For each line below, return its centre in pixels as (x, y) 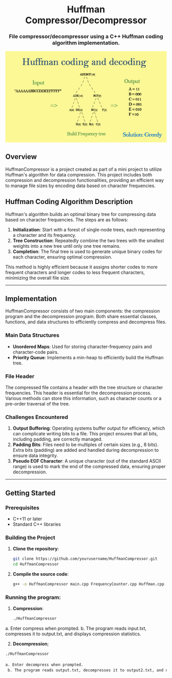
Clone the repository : (36, 549)
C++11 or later (27, 519)
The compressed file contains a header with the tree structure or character (84, 388)
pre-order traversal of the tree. (38, 404)
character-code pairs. (36, 352)
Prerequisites (22, 507)
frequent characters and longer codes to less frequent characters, (75, 272)
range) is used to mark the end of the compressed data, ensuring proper (89, 467)
